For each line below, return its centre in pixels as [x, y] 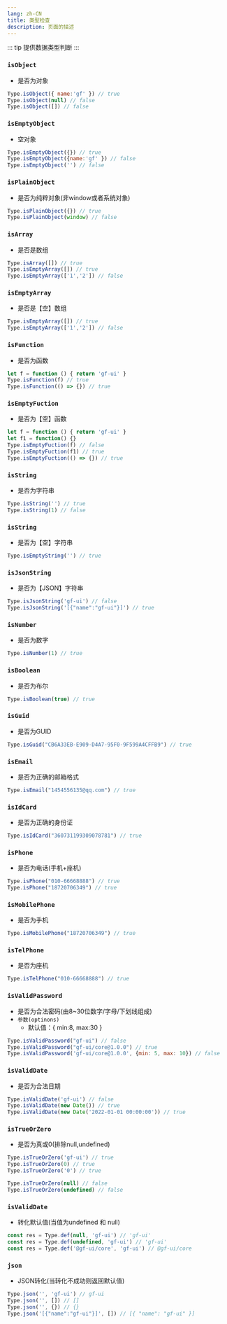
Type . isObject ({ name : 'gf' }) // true [64, 94]
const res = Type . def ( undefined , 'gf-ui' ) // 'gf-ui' [87, 1242]
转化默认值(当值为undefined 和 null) [69, 1223]
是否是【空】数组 [42, 308]
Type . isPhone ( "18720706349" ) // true [62, 888]
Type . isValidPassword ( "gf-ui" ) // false [67, 1041]
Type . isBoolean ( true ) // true [51, 699]
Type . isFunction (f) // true [48, 380]
